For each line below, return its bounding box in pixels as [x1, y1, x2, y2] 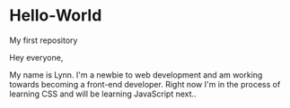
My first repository [9, 35, 78, 46]
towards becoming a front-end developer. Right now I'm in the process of [9, 79, 281, 89]
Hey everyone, [9, 52, 64, 62]
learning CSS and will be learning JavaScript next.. [9, 88, 197, 99]
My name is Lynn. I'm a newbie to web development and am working [9, 69, 263, 80]
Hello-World [9, 5, 102, 26]
